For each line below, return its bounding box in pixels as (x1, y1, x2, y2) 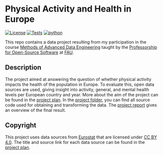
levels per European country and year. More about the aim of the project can (5, 92, 159, 97)
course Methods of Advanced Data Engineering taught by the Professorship (5, 44, 157, 50)
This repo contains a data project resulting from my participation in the (5, 39, 147, 45)
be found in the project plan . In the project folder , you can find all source (5, 97, 150, 103)
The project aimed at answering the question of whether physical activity (5, 76, 152, 82)
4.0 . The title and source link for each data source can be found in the (5, 139, 145, 145)
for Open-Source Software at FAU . (5, 49, 74, 55)
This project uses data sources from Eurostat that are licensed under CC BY (5, 134, 157, 140)
